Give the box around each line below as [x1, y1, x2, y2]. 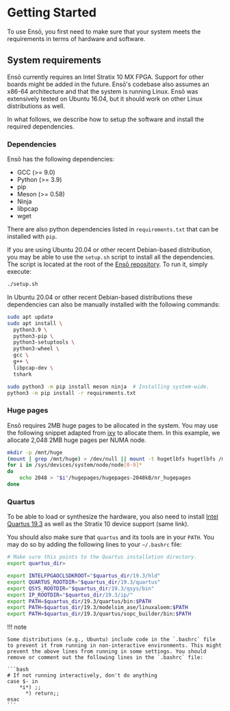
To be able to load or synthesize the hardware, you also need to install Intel [7, 513, 219, 521]
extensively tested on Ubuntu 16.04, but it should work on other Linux [7, 94, 203, 103]
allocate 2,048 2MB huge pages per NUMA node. [7, 436, 147, 444]
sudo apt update [7, 313, 53, 320]
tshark [13, 371, 32, 378]
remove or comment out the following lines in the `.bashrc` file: [7, 654, 204, 661]
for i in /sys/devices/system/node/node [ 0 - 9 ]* [7, 462, 142, 469]
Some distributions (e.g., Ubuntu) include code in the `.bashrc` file [7, 636, 216, 643]
